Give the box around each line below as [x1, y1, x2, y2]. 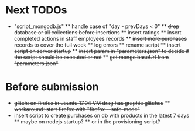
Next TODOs [5, 3, 67, 17]
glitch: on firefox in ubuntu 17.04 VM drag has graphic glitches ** [13, 100, 170, 107]
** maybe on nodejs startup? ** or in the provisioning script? [13, 118, 160, 125]
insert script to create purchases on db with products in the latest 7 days [13, 112, 190, 119]
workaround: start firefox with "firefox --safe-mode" [13, 105, 140, 112]
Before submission [5, 80, 99, 94]
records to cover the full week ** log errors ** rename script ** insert [13, 41, 181, 48]
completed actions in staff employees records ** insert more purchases [13, 35, 187, 42]
